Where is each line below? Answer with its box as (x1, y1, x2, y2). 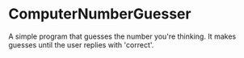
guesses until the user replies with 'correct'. (8, 39, 154, 49)
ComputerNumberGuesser (8, 5, 191, 23)
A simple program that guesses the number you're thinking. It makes (8, 31, 237, 41)
